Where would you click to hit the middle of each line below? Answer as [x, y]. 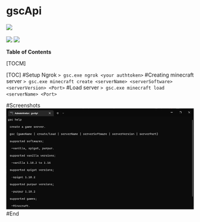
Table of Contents [29, 52]
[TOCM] [16, 63]
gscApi [24, 11]
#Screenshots [23, 105]
